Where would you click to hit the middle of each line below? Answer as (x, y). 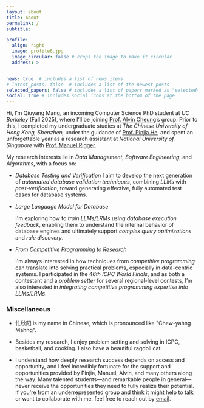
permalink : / (23, 23)
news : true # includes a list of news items (65, 79)
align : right (28, 46)
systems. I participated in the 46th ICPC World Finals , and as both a (100, 274)
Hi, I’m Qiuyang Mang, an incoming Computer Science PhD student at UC (98, 113)
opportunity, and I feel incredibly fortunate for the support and (93, 367)
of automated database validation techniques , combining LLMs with (100, 182)
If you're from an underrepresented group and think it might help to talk (104, 392)
